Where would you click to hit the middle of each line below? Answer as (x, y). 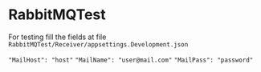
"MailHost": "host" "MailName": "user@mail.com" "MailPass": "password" (131, 60)
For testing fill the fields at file (57, 37)
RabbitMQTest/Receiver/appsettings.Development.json (98, 44)
